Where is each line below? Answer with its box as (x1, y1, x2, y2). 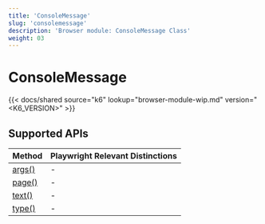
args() (12, 164, 36, 174)
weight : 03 (8, 34, 45, 42)
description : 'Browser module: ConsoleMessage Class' (8, 26, 192, 34)
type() (12, 203, 36, 214)
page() (12, 177, 38, 188)
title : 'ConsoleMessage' (8, 11, 91, 20)
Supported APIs (8, 126, 89, 140)
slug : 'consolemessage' (8, 19, 88, 27)
